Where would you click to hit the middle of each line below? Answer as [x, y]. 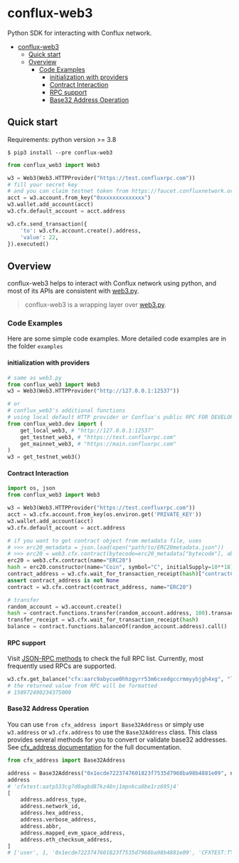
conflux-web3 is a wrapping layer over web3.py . [96, 305]
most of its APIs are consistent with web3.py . [73, 291]
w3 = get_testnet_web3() [44, 457]
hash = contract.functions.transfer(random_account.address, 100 [106, 613]
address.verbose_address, [59, 820]
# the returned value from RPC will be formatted [83, 686]
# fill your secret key [43, 185]
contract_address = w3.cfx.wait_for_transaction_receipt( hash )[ [105, 574]
